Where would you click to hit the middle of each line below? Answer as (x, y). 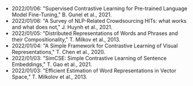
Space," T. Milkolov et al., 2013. (50, 77)
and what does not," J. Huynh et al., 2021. (62, 27)
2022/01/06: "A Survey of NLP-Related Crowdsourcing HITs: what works (99, 21)
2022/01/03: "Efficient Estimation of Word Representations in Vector (94, 70)
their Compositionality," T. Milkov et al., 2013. (66, 39)
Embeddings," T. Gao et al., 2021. (52, 64)
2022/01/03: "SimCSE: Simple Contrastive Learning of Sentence (89, 58)
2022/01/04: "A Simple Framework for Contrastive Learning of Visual (94, 46)
